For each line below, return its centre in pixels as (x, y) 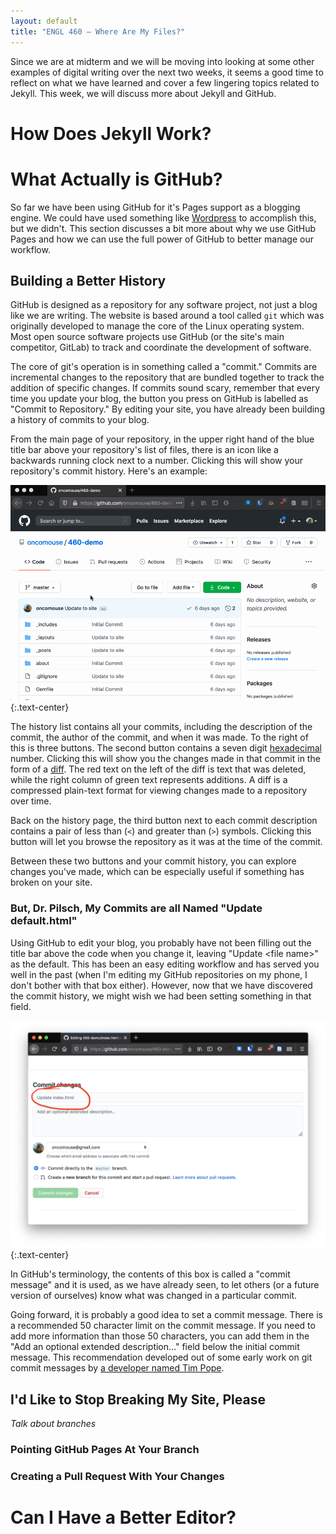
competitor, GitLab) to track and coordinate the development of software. (161, 347)
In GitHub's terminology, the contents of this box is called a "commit (150, 1274)
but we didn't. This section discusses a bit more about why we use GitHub (163, 228)
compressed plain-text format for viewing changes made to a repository (159, 791)
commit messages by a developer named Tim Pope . (117, 1368)
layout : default (44, 21)
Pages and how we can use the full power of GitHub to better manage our (162, 239)
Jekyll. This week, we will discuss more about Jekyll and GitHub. (143, 93)
